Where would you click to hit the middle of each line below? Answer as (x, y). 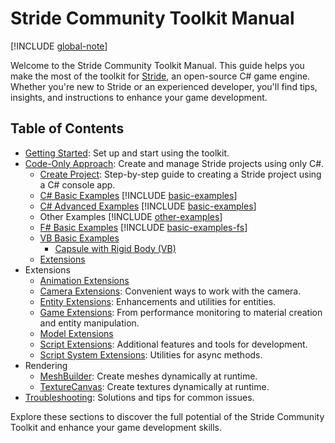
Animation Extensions (84, 280)
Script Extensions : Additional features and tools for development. (173, 344)
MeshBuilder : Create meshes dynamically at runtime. (148, 376)
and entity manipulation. (89, 323)
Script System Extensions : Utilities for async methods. (151, 354)
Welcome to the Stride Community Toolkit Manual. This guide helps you (157, 65)
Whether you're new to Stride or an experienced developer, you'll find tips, (164, 86)
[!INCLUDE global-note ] (59, 46)
